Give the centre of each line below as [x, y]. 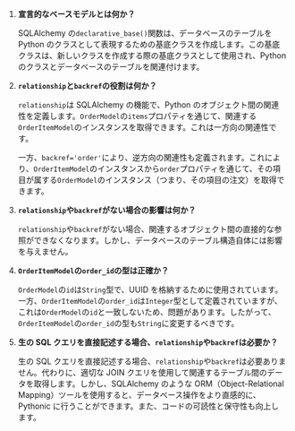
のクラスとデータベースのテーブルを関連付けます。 [111, 67]
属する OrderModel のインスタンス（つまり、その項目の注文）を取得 [155, 180]
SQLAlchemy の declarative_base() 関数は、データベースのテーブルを [145, 33]
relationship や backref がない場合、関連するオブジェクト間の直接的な [146, 229]
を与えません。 [45, 251]
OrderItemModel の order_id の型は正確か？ [93, 271]
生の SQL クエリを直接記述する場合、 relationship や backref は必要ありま [152, 361]
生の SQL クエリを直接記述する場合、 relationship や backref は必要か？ [148, 342]
